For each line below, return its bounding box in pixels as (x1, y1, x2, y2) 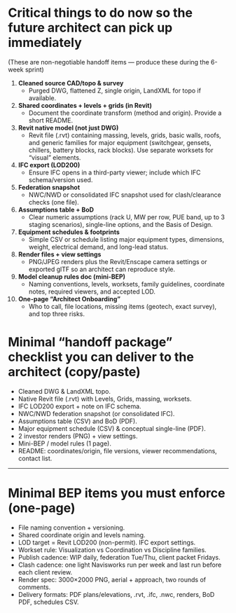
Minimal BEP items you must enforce (8, 485, 225, 502)
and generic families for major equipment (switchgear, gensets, (28, 138, 212, 146)
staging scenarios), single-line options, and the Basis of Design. (28, 220, 213, 228)
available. (28, 93, 57, 102)
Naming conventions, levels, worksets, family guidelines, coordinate (28, 280, 225, 288)
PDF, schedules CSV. (18, 598, 79, 606)
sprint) (25, 65, 44, 74)
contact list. (18, 454, 53, 462)
